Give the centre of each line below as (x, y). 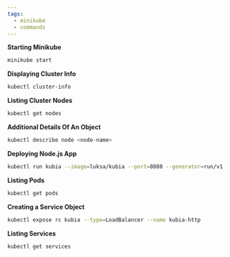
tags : (15, 14)
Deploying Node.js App (42, 153)
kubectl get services (39, 246)
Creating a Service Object (46, 207)
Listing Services (32, 233)
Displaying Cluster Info (42, 74)
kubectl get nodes (34, 114)
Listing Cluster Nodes (40, 101)
